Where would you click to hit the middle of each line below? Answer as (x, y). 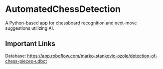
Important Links (30, 44)
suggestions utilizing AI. (30, 28)
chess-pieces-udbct (26, 61)
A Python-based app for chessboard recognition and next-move (71, 23)
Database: (16, 56)
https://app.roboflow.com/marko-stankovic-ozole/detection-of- (92, 56)
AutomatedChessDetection (63, 9)
